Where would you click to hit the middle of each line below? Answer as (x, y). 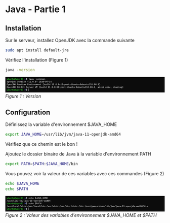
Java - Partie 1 (35, 9)
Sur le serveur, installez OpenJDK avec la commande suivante (70, 40)
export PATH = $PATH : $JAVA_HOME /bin (42, 164)
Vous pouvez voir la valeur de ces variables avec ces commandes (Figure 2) (85, 173)
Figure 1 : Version (23, 96)
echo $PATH (17, 189)
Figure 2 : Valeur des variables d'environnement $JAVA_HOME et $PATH (81, 215)
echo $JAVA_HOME (22, 183)
